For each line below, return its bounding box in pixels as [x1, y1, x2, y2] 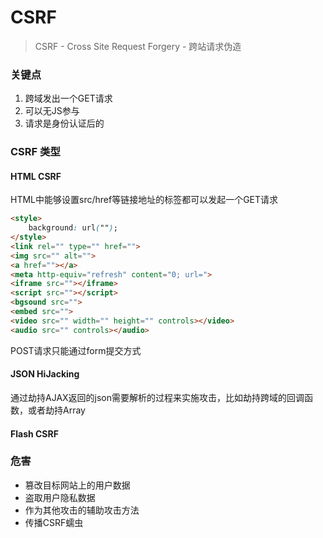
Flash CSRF [10, 427, 59, 440]
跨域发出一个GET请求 [24, 92, 113, 105]
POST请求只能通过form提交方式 [10, 344, 142, 356]
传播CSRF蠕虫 [24, 516, 84, 528]
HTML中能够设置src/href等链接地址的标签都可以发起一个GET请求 [10, 194, 279, 206]
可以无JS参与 [24, 105, 80, 117]
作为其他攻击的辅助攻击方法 [24, 504, 140, 516]
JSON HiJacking [10, 368, 80, 380]
